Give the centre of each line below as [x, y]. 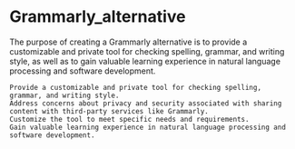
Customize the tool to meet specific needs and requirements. [129, 119]
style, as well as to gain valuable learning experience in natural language [145, 61]
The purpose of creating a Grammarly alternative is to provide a [128, 42]
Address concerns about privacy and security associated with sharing [146, 103]
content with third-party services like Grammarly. [109, 111]
